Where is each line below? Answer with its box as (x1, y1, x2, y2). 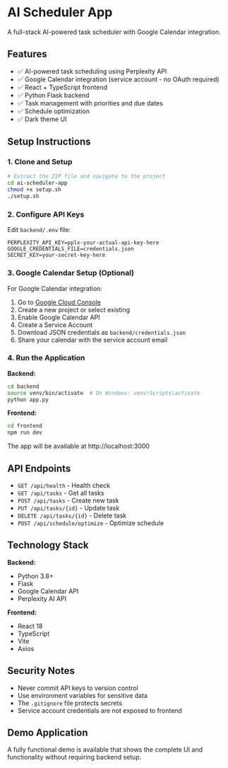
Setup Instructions (7, 136, 91, 148)
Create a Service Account (17, 320, 93, 329)
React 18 (17, 621, 43, 630)
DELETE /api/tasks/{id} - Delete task (17, 511, 127, 520)
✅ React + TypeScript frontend (17, 83, 108, 91)
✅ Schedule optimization (17, 107, 90, 115)
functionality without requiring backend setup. (7, 753, 142, 762)
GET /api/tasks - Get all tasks (17, 489, 104, 498)
